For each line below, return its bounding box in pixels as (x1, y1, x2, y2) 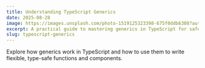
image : (6, 20, 23, 26)
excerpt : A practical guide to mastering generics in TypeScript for (6, 25, 187, 32)
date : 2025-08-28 (6, 15, 51, 21)
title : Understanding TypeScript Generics (6, 8, 116, 15)
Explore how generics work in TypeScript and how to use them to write (6, 48, 185, 55)
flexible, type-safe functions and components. (6, 55, 123, 62)
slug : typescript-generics (6, 32, 75, 38)
